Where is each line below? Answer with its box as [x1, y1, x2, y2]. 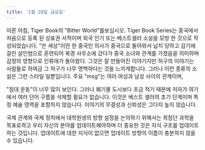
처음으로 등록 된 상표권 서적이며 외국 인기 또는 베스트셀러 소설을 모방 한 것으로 [6, 34, 193, 42]
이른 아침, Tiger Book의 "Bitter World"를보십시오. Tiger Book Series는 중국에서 [6, 26, 199, 34]
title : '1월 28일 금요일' [6, 9, 66, 15]
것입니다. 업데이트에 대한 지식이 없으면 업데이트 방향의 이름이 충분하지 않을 [17, 129, 196, 137]
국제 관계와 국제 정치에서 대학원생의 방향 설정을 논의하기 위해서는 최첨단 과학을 [6, 114, 195, 121]
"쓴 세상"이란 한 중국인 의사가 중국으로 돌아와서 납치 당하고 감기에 [39, 42, 196, 49]
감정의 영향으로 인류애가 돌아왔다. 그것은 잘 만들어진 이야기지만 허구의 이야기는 [6, 57, 195, 64]
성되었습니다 [6, 42, 37, 49]
